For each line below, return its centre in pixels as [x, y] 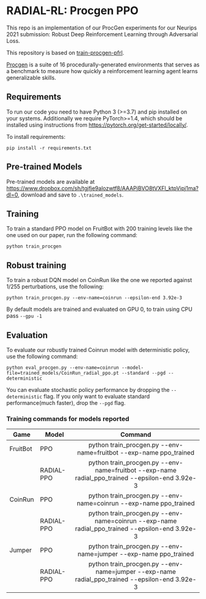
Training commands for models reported [68, 418]
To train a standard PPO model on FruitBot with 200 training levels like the [100, 229]
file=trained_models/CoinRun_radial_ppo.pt [63, 373]
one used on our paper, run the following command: [72, 235]
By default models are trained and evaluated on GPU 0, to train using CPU [100, 309]
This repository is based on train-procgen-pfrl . [65, 52]
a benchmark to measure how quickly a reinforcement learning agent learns [102, 71]
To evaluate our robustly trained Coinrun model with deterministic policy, [98, 350]
